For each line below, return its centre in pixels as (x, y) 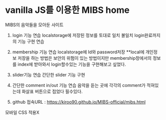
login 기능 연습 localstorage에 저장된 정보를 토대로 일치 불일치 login (78, 35)
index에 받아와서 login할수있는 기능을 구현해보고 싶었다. (72, 64)
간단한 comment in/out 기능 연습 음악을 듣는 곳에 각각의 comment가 (79, 85)
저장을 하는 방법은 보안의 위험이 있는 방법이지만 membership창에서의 (85, 58)
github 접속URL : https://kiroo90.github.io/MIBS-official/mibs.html (79, 102)
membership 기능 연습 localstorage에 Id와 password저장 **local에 (78, 52)
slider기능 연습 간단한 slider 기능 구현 (49, 75)
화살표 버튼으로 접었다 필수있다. (52, 91)
